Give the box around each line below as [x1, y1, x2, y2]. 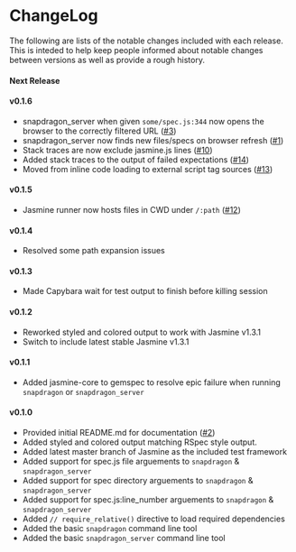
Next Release [9, 75, 60, 86]
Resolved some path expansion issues [22, 245, 165, 256]
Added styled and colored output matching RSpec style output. [22, 437, 257, 447]
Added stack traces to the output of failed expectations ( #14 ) [22, 154, 250, 165]
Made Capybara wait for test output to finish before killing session [22, 286, 268, 297]
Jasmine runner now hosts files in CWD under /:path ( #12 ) [22, 204, 241, 215]
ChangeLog [9, 5, 98, 26]
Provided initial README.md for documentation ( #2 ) [22, 427, 216, 437]
